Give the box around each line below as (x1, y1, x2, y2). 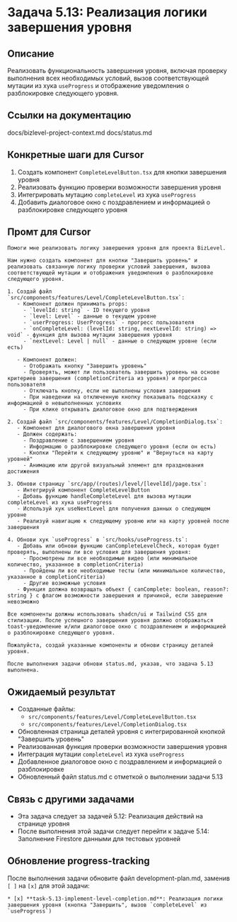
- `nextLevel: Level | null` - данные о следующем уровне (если (23, 338, 217, 345)
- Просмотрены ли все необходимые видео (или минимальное (23, 555, 198, 562)
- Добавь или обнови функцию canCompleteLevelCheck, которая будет (16, 543, 220, 550)
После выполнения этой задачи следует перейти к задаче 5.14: (17, 827, 210, 835)
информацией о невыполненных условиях (7, 400, 122, 407)
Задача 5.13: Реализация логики (7, 4, 207, 21)
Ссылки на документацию (7, 109, 132, 121)
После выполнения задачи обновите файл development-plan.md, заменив (7, 874, 230, 882)
